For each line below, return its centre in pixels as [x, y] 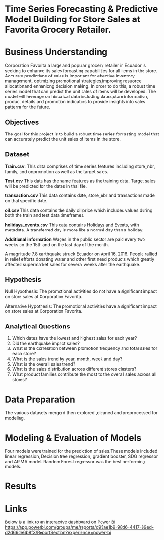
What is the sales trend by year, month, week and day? [67, 359]
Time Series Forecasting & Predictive [82, 9]
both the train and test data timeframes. [45, 215]
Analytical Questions [38, 326]
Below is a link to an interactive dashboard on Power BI [60, 522]
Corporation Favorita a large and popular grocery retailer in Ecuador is [76, 66]
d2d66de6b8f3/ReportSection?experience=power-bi [58, 533]
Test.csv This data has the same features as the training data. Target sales [80, 181]
